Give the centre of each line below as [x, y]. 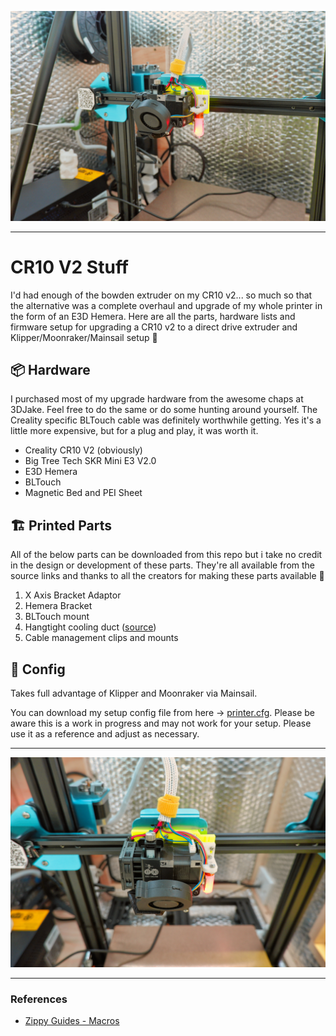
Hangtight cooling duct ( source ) [90, 627]
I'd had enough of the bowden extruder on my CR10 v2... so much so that [161, 295]
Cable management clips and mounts [101, 638]
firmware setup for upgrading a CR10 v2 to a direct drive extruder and [154, 327]
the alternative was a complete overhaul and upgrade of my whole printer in [166, 305]
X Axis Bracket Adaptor [73, 595]
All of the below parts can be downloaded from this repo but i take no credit [166, 555]
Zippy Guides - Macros [72, 1021]
